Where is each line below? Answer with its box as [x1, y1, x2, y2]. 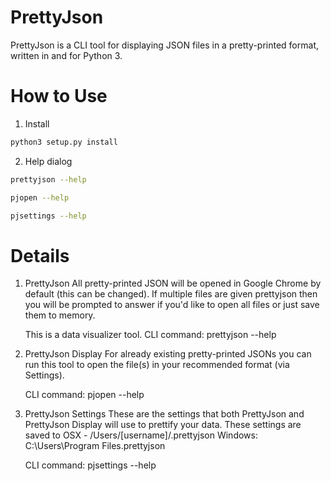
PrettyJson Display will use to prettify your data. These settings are [24, 419, 302, 431]
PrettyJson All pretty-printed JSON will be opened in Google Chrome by [24, 277, 322, 290]
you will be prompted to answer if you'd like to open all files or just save [24, 299, 320, 311]
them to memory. [24, 309, 96, 321]
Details [10, 244, 70, 267]
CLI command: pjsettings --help [24, 459, 157, 471]
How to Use [10, 85, 108, 108]
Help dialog [24, 155, 73, 167]
